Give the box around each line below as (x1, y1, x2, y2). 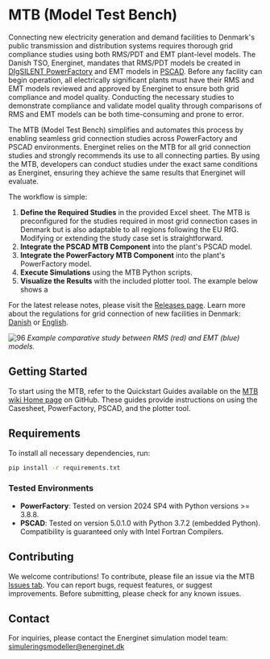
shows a (19, 284, 48, 294)
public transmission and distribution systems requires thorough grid (8, 40, 234, 50)
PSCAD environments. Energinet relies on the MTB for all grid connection (8, 142, 251, 151)
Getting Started (8, 365, 88, 379)
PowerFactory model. (19, 259, 92, 268)
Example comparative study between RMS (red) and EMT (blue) (27, 333, 240, 342)
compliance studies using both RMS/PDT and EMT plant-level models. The (8, 49, 256, 59)
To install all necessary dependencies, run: (8, 448, 151, 458)
